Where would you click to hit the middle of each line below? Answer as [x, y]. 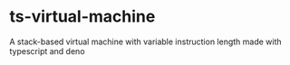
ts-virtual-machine [82, 17]
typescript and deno [47, 51]
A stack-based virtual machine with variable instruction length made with [146, 42]
